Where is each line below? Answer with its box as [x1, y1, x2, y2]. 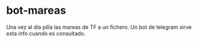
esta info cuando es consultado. [6, 29, 86, 37]
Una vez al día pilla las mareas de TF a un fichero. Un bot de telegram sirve [6, 23, 192, 31]
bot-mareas [6, 4, 67, 17]
